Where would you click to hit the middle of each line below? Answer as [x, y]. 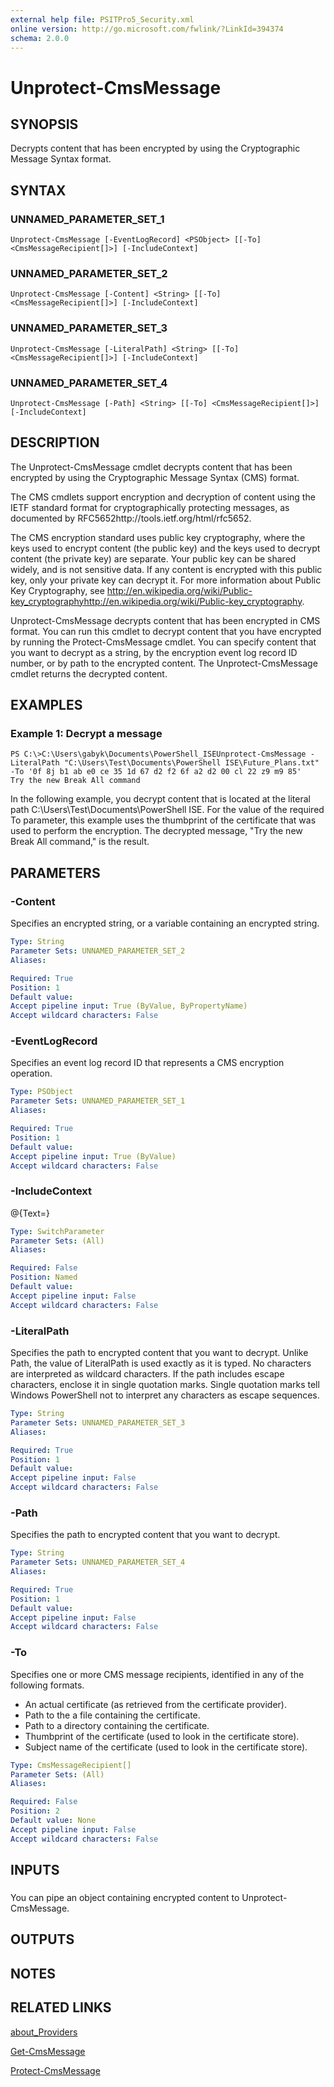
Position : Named [44, 1277]
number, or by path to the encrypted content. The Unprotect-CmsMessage [164, 663]
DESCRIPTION [55, 442]
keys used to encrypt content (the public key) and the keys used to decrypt [165, 548]
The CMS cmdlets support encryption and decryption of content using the [163, 497]
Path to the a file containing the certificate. [112, 1715]
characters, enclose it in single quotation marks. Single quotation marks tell [165, 1385]
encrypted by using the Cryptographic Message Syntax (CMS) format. [155, 477]
